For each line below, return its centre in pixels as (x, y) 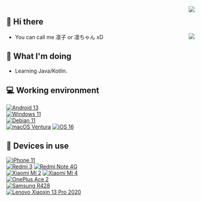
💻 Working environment (53, 90)
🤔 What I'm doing (39, 56)
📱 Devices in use (38, 145)
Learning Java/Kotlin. (41, 71)
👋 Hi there (25, 22)
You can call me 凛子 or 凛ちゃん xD (59, 37)
